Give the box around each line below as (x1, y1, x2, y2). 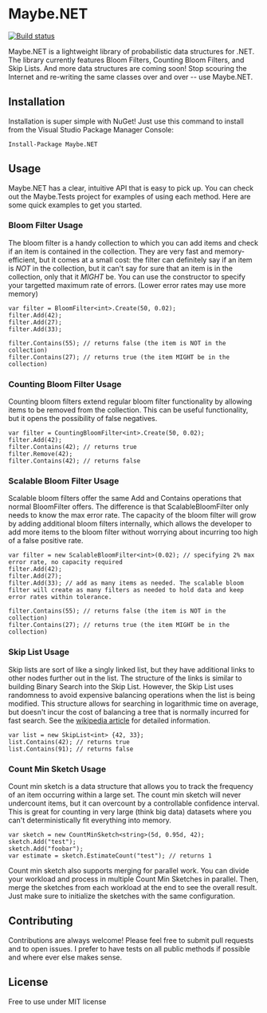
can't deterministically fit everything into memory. (8, 815, 171, 826)
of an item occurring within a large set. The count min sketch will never (8, 790, 241, 800)
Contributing (8, 914, 73, 928)
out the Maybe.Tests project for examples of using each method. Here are (8, 191, 251, 201)
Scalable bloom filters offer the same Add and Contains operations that (8, 494, 241, 503)
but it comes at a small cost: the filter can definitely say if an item (38, 254, 253, 264)
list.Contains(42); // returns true (8, 738, 130, 746)
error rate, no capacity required (8, 558, 124, 566)
